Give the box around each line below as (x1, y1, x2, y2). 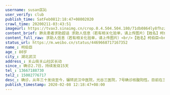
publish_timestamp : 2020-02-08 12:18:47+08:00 (5, 82, 105, 87)
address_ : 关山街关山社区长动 (5, 59, 62, 64)
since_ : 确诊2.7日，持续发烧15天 (5, 63, 69, 68)
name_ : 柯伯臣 (5, 45, 33, 50)
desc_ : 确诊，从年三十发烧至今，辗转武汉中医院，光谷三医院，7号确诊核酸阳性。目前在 (5, 77, 163, 82)
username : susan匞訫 (5, 7, 47, 13)
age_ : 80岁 (5, 49, 28, 54)
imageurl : (5, 26, 26, 31)
